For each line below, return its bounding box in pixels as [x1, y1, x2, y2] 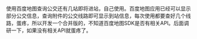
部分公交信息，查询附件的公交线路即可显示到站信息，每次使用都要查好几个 [6, 12, 186, 19]
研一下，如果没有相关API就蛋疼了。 [6, 27, 92, 34]
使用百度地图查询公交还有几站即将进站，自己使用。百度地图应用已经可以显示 [6, 5, 191, 12]
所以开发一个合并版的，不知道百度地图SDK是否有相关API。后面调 [31, 20, 189, 26]
